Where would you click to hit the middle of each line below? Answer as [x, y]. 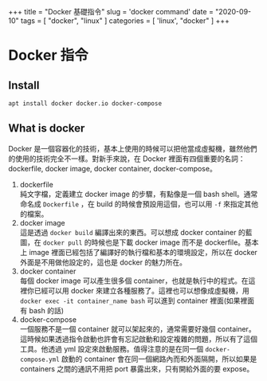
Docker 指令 [49, 55]
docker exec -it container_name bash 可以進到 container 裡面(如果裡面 [137, 300]
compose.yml [39, 359]
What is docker [47, 129]
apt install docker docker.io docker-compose [85, 104]
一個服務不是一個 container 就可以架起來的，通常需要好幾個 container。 [138, 328]
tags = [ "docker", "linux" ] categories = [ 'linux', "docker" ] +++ [125, 21]
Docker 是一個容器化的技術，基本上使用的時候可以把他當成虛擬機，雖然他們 [133, 148]
